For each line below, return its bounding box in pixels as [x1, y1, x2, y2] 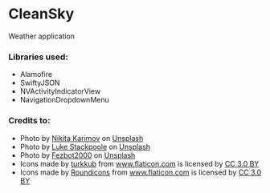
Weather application [8, 31, 75, 41]
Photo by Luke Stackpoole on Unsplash [19, 142, 151, 151]
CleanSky [8, 5, 75, 23]
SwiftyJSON [19, 78, 60, 88]
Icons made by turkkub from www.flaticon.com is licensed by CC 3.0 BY [19, 159, 260, 168]
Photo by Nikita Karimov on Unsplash [19, 133, 144, 143]
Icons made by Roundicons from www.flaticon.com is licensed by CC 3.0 [19, 167, 262, 177]
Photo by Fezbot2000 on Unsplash [19, 150, 136, 160]
